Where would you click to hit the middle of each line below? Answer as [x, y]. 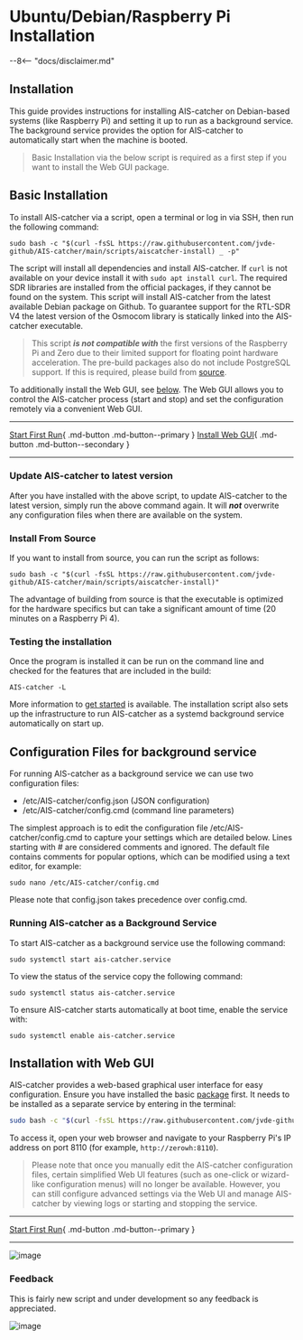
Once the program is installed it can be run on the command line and [137, 661]
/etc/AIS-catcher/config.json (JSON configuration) [116, 801]
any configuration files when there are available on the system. [126, 515]
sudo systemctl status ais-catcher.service [92, 993]
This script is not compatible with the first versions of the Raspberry [160, 343]
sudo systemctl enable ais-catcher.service [92, 1035]
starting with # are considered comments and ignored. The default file [140, 848]
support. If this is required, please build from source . [129, 371]
